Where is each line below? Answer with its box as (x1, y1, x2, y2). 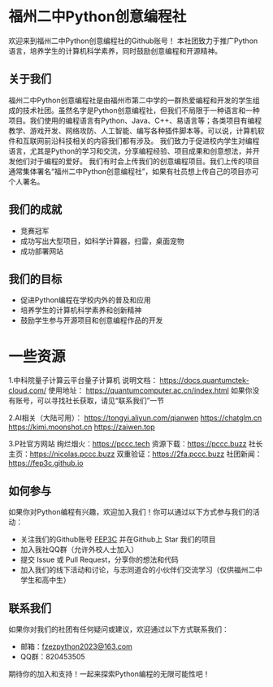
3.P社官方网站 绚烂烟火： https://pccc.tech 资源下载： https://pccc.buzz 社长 (8, 439, 263, 449)
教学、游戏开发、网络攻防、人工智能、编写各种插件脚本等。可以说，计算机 (8, 125, 258, 135)
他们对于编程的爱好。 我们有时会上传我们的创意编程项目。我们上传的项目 (15, 156, 260, 166)
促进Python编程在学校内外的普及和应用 (19, 295, 152, 305)
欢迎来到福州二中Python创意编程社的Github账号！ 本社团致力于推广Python (8, 36, 258, 46)
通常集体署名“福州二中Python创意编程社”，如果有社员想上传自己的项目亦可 (8, 166, 259, 176)
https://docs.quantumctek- (159, 376, 249, 385)
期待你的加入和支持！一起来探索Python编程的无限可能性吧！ (8, 668, 210, 679)
